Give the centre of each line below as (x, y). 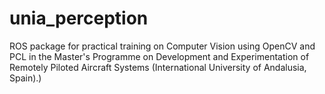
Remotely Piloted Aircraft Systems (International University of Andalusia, (158, 67)
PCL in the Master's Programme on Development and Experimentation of (159, 56)
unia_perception (79, 18)
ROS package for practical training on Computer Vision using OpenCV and (162, 46)
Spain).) (25, 78)
